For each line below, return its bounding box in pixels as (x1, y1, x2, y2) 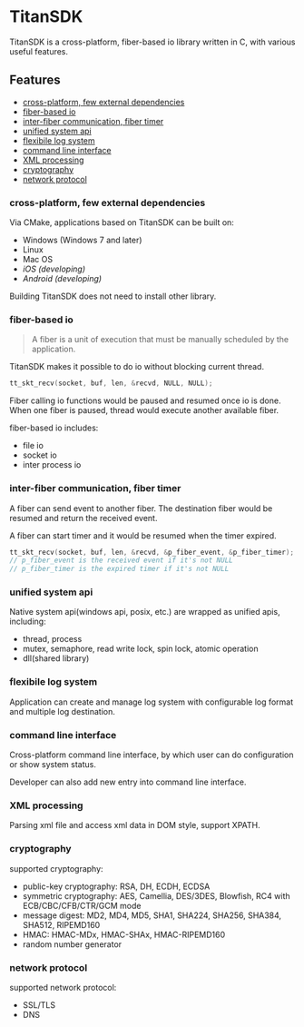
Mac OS (22, 254, 53, 265)
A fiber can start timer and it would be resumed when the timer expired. (9, 529, 277, 541)
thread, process (22, 634, 83, 645)
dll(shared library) (22, 653, 90, 664)
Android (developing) (22, 273, 103, 284)
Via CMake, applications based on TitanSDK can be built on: (9, 217, 234, 228)
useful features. (9, 45, 69, 56)
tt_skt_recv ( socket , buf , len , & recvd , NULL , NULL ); (9, 379, 213, 388)
